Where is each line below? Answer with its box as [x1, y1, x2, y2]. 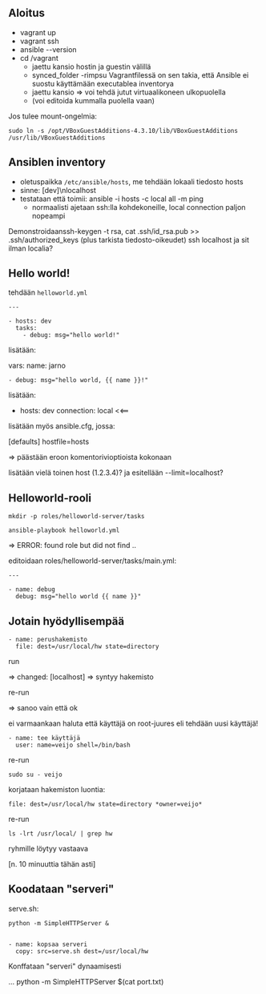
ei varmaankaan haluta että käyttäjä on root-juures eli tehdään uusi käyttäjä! [8, 718, 259, 728]
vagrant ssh [19, 36, 60, 46]
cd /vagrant [19, 53, 58, 62]
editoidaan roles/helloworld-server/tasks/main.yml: [8, 556, 177, 565]
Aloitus [8, 6, 46, 20]
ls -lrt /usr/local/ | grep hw [8, 830, 113, 838]
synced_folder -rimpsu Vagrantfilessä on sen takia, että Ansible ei [31, 70, 249, 79]
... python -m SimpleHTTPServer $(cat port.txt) [8, 976, 164, 986]
